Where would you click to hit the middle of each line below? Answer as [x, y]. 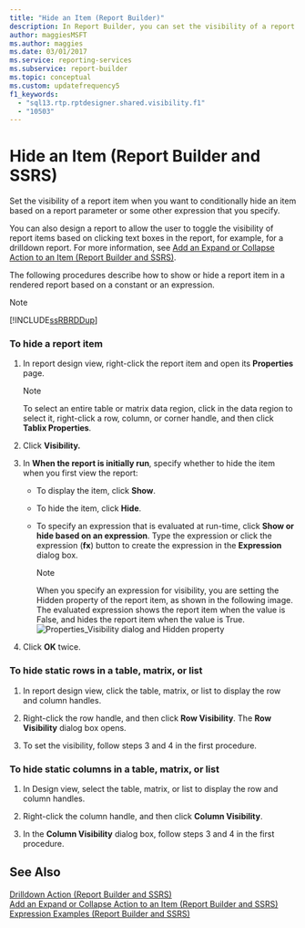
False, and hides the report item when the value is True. [141, 620]
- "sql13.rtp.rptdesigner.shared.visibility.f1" [112, 103]
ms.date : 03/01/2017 [49, 52]
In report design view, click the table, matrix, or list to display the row [152, 691]
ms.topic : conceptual [51, 78]
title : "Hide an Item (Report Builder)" [87, 18]
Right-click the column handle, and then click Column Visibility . [142, 817]
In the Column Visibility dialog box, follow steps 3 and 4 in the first [148, 834]
